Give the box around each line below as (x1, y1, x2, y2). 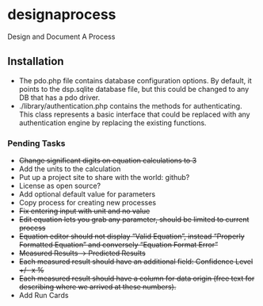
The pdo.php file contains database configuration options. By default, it (18, 75, 253, 85)
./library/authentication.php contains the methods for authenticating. (18, 101, 242, 110)
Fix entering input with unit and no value (18, 206, 151, 216)
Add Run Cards (18, 291, 69, 300)
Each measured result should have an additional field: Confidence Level (18, 257, 253, 266)
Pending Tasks (7, 137, 66, 148)
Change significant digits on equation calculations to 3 (18, 156, 197, 166)
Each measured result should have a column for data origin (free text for (18, 273, 255, 283)
